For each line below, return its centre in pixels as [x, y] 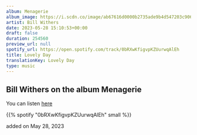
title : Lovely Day [28, 55]
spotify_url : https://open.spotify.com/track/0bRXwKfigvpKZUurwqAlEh [93, 50]
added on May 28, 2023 [35, 126]
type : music [21, 66]
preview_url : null [28, 44]
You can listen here [29, 103]
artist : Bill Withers [33, 22]
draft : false [22, 33]
